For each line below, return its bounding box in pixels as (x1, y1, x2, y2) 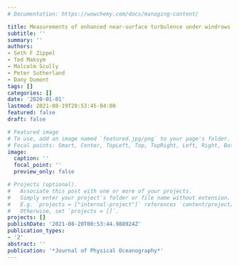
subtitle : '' (7, 30, 46, 37)
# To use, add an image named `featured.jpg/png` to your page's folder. (7, 135, 231, 142)
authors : (7, 43, 33, 50)
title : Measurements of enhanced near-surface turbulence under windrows (7, 23, 231, 31)
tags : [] (7, 82, 33, 90)
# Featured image (7, 129, 59, 136)
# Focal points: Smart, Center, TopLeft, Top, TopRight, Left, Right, (7, 141, 221, 149)
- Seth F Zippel (7, 50, 55, 57)
